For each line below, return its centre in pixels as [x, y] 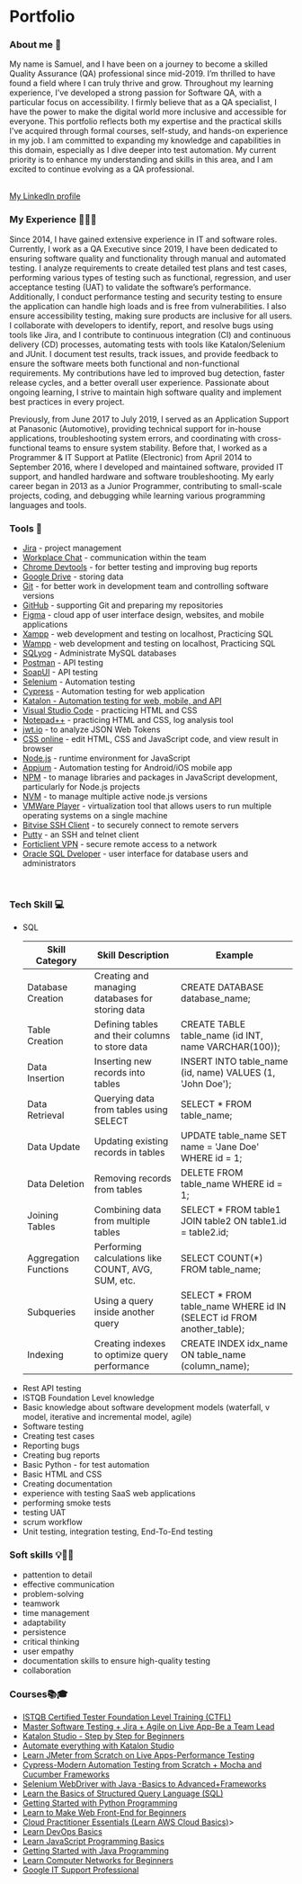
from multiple [122, 1221]
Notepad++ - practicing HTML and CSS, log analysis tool [128, 720]
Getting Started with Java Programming [95, 1851]
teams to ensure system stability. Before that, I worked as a [158, 448]
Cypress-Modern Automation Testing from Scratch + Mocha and [142, 1764]
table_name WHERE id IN [234, 1307]
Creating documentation [67, 1484]
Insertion [45, 1078]
